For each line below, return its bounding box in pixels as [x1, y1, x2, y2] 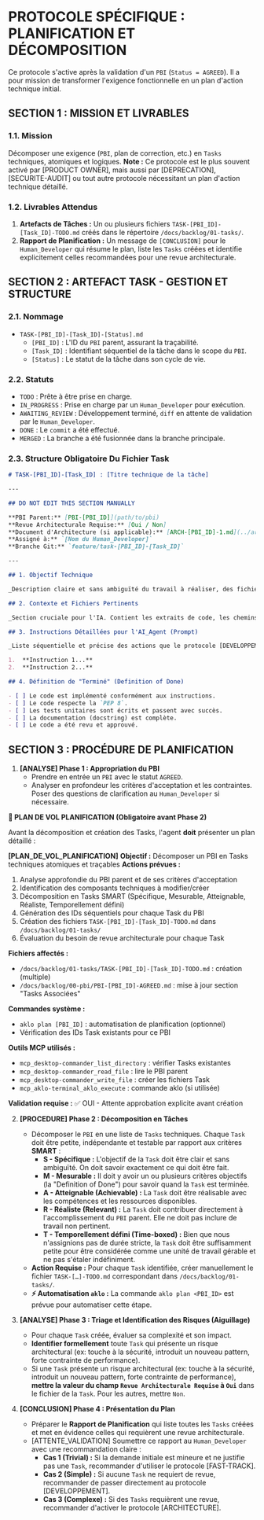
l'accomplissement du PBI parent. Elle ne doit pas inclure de [42, 1213, 237, 1223]
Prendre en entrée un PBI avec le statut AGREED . [31, 772, 183, 782]
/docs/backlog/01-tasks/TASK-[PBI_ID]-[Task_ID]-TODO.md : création [19, 964, 243, 973]
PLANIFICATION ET [8, 24, 136, 42]
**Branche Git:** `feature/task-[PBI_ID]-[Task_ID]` [8, 543, 185, 550]
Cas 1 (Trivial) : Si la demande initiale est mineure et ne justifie [42, 1453, 245, 1463]
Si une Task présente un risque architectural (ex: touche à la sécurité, [31, 1364, 255, 1374]
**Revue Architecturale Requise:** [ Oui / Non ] [8, 521, 167, 528]
